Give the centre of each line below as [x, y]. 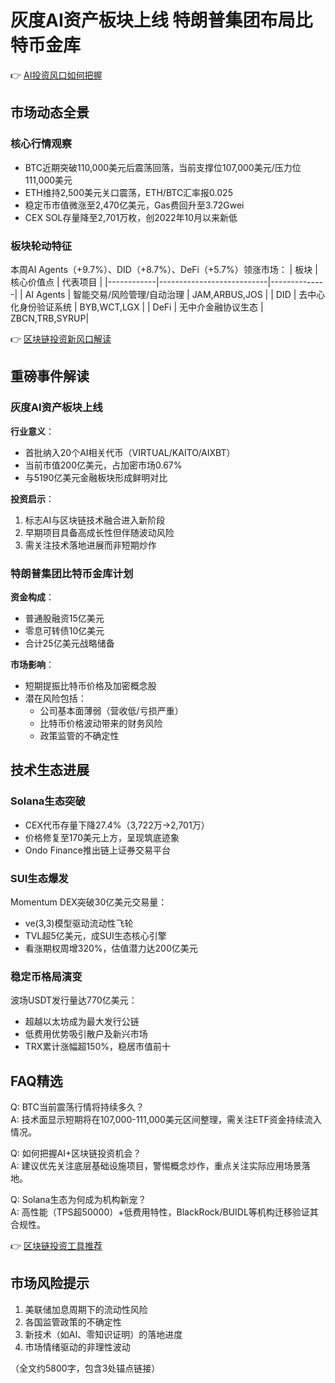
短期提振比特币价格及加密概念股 [90, 685]
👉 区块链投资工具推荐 [56, 1245]
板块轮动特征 [41, 246]
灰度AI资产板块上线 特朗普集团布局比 [161, 20]
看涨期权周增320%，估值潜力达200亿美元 [111, 948]
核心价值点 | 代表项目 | [56, 282]
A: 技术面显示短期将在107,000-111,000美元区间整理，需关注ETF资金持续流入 [166, 1119]
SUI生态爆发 [39, 878]
